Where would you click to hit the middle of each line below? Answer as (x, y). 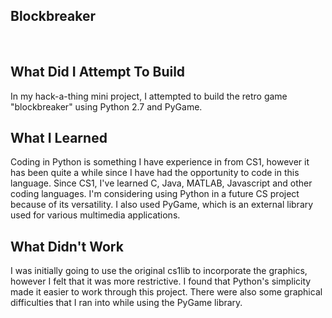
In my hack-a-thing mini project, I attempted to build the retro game (149, 96)
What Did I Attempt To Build (98, 72)
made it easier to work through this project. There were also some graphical (166, 292)
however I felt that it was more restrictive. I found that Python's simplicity (161, 281)
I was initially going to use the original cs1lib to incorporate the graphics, (159, 271)
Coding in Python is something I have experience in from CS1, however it (160, 162)
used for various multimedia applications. (95, 215)
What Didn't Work (67, 246)
